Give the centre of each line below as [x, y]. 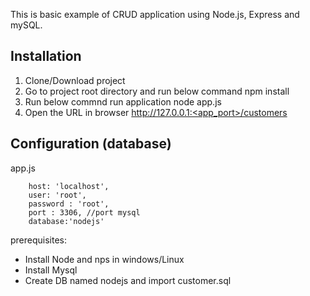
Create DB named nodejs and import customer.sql [128, 280]
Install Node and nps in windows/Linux [104, 259]
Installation [46, 56]
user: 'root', [57, 195]
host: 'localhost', [69, 186]
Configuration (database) [91, 144]
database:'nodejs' [66, 221]
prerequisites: [39, 240]
